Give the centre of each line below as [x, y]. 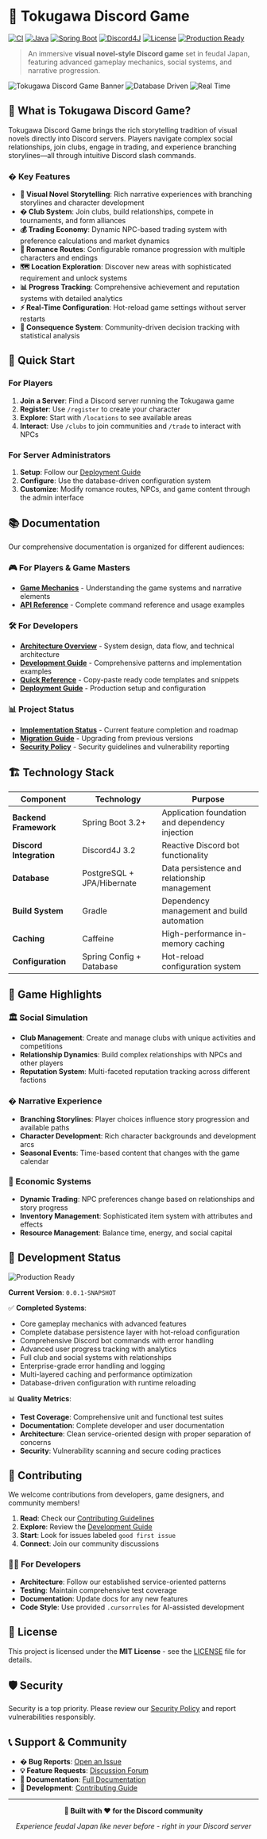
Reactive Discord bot [201, 845]
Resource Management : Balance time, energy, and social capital [126, 1232]
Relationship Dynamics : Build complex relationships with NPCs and [131, 1055]
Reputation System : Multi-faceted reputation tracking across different [135, 1072]
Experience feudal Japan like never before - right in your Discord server [133, 1826]
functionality [185, 855]
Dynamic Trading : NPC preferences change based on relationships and [137, 1199]
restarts [33, 319]
